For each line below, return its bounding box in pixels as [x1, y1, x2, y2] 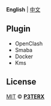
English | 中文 [6, 6, 41, 13]
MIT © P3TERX [6, 93, 45, 100]
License [6, 77, 37, 87]
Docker [14, 53, 34, 60]
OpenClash [14, 39, 43, 47]
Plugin [6, 24, 31, 34]
